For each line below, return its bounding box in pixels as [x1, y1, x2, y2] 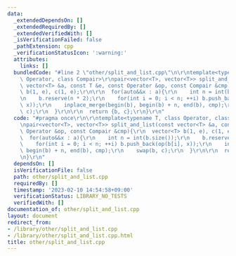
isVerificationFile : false [13, 166, 93, 174]
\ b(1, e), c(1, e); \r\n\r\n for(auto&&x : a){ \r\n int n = [20, 88, 212, 95]
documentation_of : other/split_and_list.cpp [7, 206, 140, 213]
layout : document [7, 213, 58, 220]
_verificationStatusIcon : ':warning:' [13, 50, 128, 57]
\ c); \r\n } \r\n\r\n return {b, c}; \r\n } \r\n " [20, 108, 165, 115]
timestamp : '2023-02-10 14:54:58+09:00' [13, 187, 133, 194]
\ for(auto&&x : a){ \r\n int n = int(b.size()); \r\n [20, 134, 190, 141]
